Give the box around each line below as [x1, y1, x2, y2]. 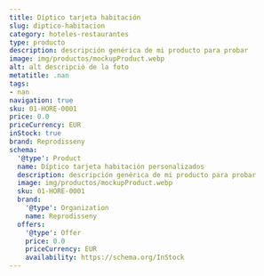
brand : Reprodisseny [9, 137, 86, 146]
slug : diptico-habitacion [9, 21, 105, 30]
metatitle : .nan [9, 71, 69, 80]
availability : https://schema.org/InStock [25, 253, 185, 263]
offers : [17, 220, 46, 229]
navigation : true [9, 95, 74, 105]
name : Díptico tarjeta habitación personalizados [17, 162, 204, 171]
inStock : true [9, 129, 62, 138]
